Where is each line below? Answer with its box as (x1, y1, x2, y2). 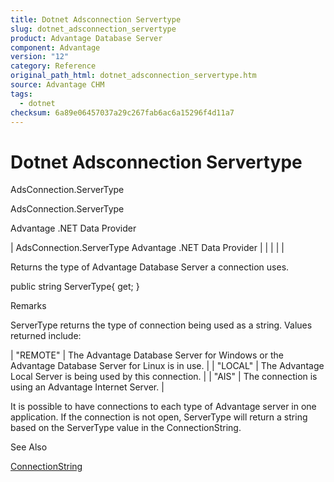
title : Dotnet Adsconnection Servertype (10, 14, 182, 25)
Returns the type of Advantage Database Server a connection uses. (10, 261, 290, 273)
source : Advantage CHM (10, 80, 105, 90)
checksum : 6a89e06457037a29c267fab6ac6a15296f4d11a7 (10, 107, 235, 118)
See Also (10, 441, 48, 453)
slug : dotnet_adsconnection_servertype (10, 24, 177, 34)
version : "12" (10, 52, 70, 62)
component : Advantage (10, 42, 101, 53)
